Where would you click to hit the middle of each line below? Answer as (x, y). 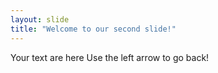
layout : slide (40, 19)
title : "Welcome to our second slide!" (93, 29)
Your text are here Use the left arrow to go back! (110, 57)
